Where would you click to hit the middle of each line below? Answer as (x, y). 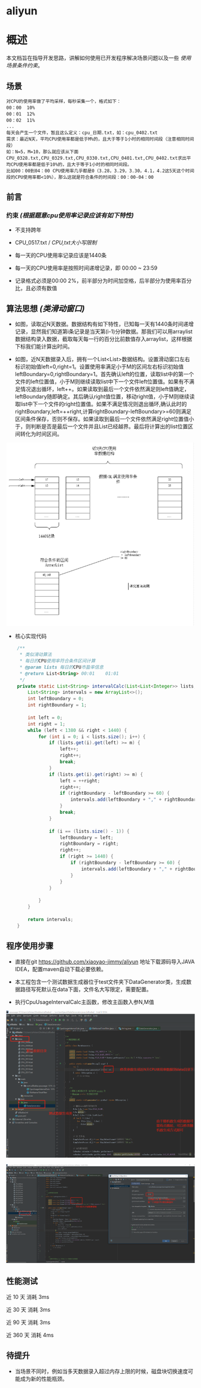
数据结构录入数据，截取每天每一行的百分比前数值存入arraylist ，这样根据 (103, 339)
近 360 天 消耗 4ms (30, 1335)
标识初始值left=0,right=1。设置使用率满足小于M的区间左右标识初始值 (99, 367)
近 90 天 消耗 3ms (28, 1322)
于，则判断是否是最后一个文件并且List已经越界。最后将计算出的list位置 (101, 426)
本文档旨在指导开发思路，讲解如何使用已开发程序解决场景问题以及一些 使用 (99, 58)
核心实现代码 (31, 636)
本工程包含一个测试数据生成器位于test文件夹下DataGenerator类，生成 (100, 981)
